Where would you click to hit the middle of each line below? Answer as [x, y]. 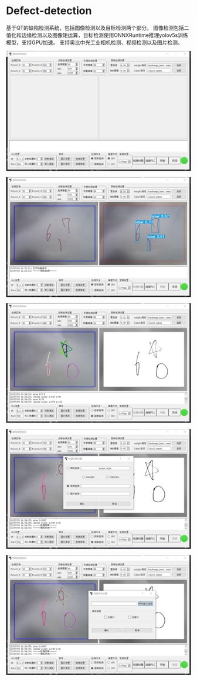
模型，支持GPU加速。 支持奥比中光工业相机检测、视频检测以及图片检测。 [94, 42]
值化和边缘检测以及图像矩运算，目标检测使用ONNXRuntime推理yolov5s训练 [97, 35]
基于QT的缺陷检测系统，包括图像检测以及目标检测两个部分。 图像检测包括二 [98, 28]
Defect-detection [49, 11]
